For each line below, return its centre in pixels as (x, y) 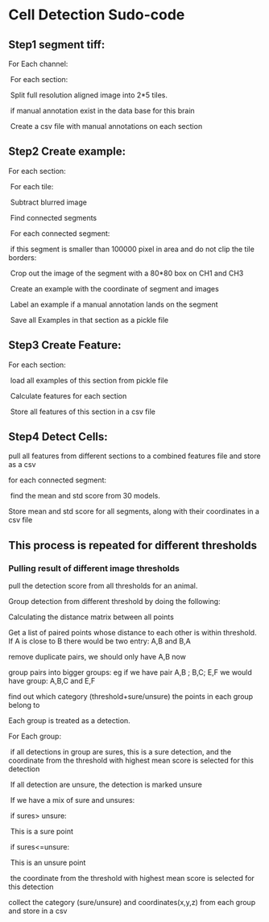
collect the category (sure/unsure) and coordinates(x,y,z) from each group (132, 903)
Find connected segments (54, 217)
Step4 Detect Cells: (58, 437)
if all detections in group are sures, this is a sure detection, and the (121, 752)
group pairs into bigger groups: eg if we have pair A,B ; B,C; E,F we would (130, 672)
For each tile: (32, 186)
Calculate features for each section (68, 395)
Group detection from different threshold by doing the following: (114, 602)
